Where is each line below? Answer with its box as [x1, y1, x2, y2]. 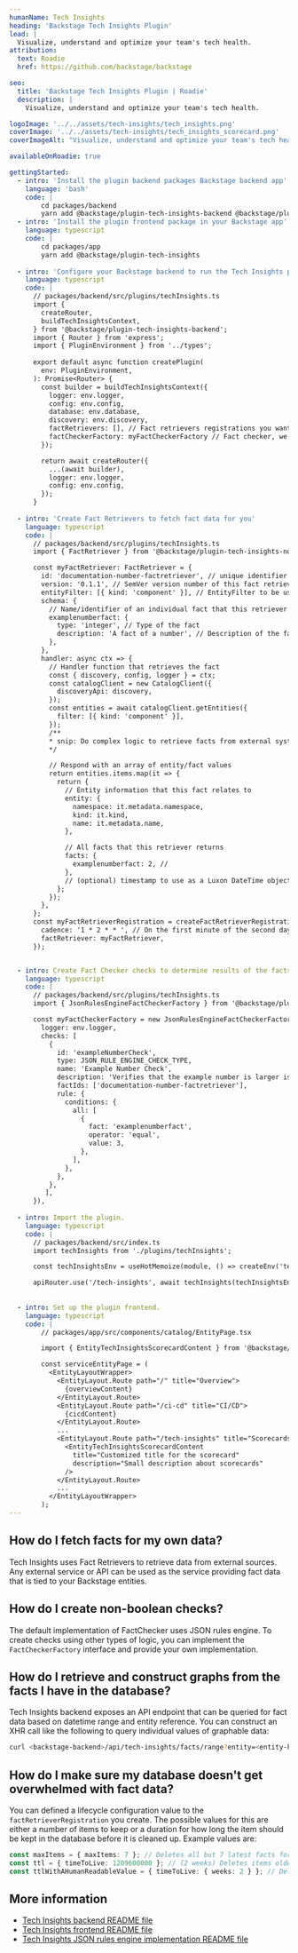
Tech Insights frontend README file [21, 1925, 153, 1935]
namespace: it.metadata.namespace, [72, 802, 204, 811]
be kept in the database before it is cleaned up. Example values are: [9, 1833, 257, 1844]
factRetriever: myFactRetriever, [41, 933, 165, 942]
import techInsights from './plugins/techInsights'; [32, 1246, 232, 1255]
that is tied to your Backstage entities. [9, 1576, 148, 1586]
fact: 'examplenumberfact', [88, 1123, 192, 1131]
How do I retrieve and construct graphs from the [9, 1669, 281, 1684]
